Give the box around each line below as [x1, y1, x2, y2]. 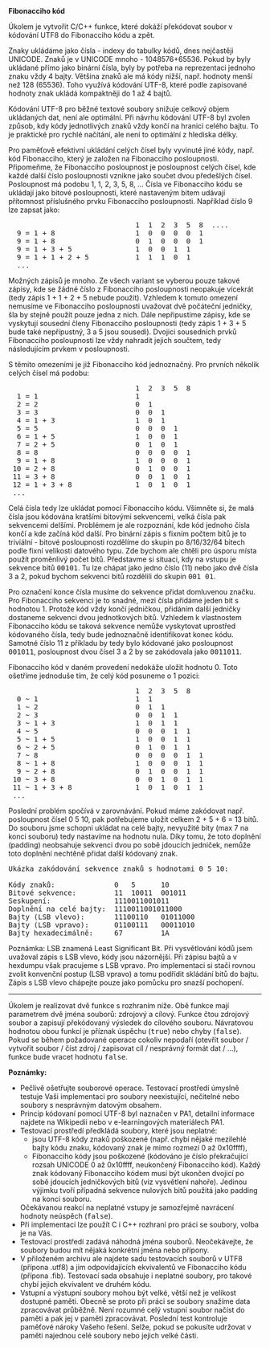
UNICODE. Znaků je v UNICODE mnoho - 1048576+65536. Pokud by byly [8, 55, 252, 63]
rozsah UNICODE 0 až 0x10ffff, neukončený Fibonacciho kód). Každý [31, 1160, 261, 1170]
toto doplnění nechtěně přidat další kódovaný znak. [8, 849, 178, 858]
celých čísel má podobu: [8, 368, 90, 378]
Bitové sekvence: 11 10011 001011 [8, 888, 187, 897]
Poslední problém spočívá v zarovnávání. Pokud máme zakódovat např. [8, 806, 245, 815]
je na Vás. [19, 1228, 53, 1238]
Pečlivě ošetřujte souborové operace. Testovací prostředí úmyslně [19, 1083, 239, 1093]
